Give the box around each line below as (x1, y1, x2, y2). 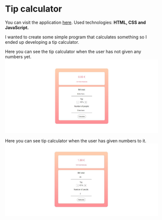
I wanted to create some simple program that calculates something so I (5, 34, 147, 40)
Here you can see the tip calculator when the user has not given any (5, 49, 142, 54)
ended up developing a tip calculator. (5, 39, 79, 45)
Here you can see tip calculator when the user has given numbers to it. (5, 137, 146, 144)
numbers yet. (5, 53, 32, 59)
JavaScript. (5, 24, 29, 30)
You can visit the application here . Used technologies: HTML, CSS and (5, 19, 146, 25)
